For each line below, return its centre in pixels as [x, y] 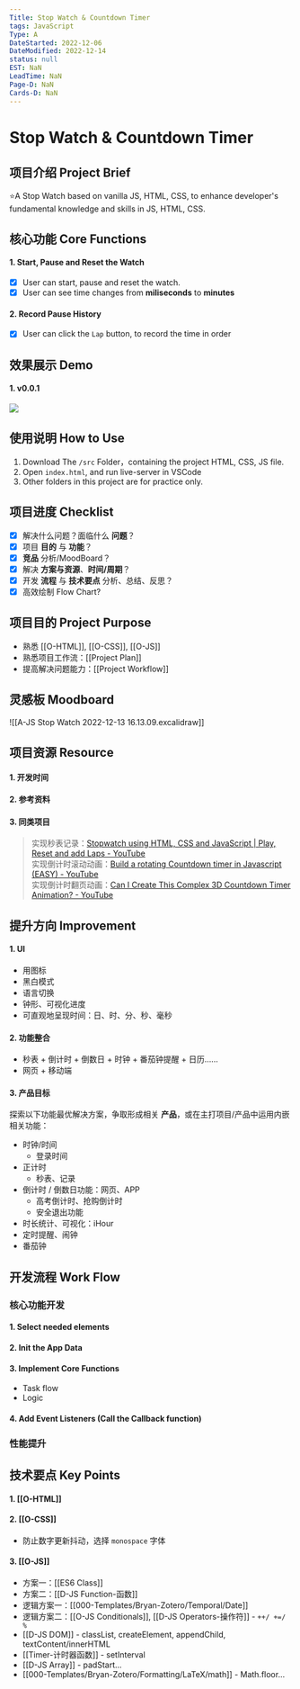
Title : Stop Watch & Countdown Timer [80, 18]
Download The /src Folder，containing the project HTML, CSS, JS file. [153, 462]
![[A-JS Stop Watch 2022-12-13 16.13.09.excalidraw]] [107, 722]
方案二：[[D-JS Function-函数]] [80, 1595]
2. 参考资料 [30, 800]
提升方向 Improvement [73, 925]
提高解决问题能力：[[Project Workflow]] [95, 669]
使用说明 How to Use [67, 439]
